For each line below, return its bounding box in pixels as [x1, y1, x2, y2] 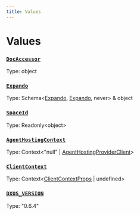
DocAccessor [6, 55, 41, 63]
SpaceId [6, 110, 29, 116]
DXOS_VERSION [6, 190, 44, 197]
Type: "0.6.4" [6, 202, 39, 209]
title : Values [6, 8, 42, 15]
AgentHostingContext [6, 136, 66, 143]
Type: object [6, 68, 37, 75]
